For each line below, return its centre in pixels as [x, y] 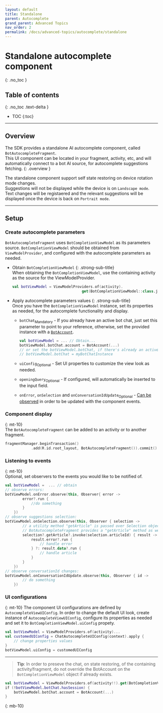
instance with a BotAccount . [47, 332]
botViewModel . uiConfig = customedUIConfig [49, 650]
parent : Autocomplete [27, 18]
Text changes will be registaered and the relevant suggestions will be [74, 193]
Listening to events [28, 460]
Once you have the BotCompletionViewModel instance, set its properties [83, 306]
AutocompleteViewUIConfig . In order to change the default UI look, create [77, 613]
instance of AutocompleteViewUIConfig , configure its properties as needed [79, 618]
